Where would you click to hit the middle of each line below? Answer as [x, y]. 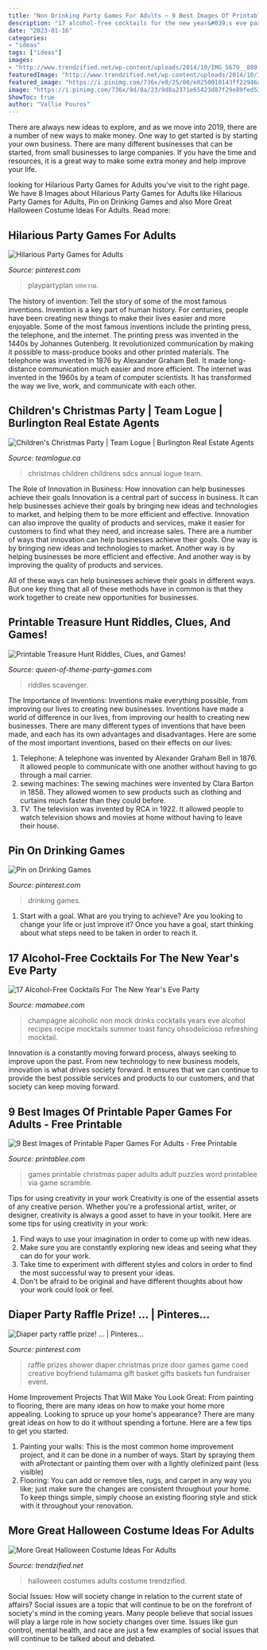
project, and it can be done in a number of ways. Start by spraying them [137, 1455]
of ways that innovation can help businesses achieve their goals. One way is [133, 539]
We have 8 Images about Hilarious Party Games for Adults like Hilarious [125, 194]
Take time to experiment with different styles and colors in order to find [136, 1264]
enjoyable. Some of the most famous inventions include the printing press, [130, 326]
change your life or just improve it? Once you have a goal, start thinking [136, 925]
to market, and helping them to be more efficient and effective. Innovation [129, 514]
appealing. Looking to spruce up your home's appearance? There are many [132, 1413]
